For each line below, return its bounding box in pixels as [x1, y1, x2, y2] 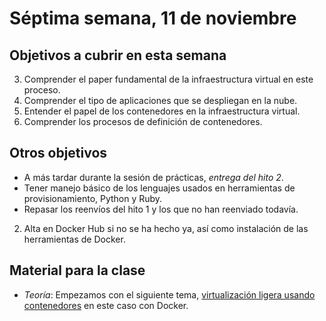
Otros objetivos [9, 145, 108, 162]
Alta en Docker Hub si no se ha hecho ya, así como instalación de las [23, 222, 309, 234]
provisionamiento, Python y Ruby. [23, 192, 163, 204]
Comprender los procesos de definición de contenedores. [23, 116, 263, 127]
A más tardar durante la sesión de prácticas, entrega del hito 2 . [23, 171, 284, 183]
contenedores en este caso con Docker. [23, 299, 189, 311]
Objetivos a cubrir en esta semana [9, 47, 227, 64]
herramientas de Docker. [23, 233, 126, 245]
